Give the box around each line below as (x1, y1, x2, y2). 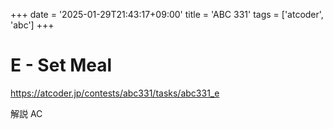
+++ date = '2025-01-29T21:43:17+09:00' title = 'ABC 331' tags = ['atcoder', (10, 9, 324, 20)
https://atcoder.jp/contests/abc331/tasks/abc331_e (10, 87, 220, 99)
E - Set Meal (10, 54, 113, 77)
